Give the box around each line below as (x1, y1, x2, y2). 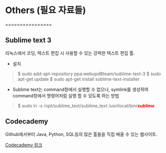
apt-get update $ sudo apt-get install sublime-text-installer (17, 76, 140, 82)
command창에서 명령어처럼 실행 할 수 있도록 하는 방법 (12, 92, 119, 98)
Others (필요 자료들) (5, 5, 87, 16)
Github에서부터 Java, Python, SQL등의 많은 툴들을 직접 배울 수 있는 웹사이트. (5, 131, 157, 137)
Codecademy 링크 (5, 141, 43, 148)
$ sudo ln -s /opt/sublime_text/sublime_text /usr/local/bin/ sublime (17, 102, 155, 108)
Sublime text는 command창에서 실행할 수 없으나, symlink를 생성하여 (12, 86, 149, 92)
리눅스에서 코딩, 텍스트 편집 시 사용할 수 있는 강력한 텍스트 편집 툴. (5, 50, 135, 56)
